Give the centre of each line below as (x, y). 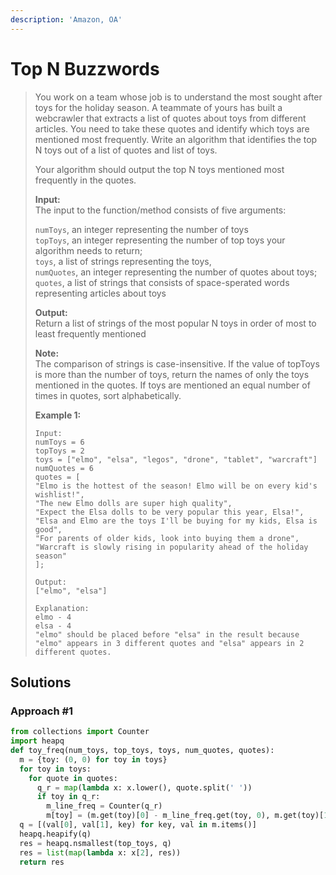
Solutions (41, 682)
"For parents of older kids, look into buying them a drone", (167, 538)
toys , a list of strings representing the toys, (123, 261)
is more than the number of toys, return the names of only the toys (172, 374)
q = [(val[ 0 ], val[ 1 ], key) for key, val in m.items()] (138, 825)
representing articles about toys (100, 293)
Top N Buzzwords (85, 68)
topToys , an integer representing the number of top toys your (160, 240)
